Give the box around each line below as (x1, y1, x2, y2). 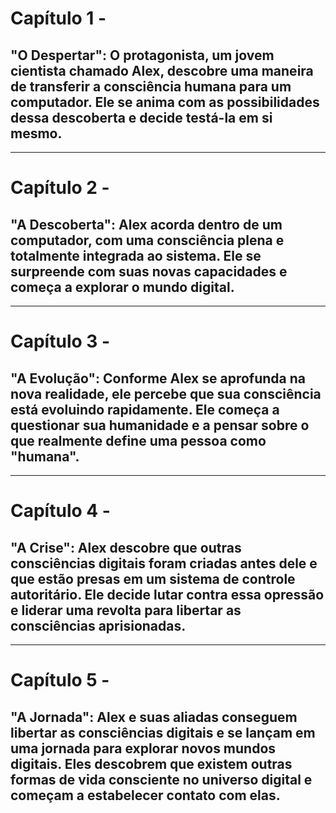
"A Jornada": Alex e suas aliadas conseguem (10, 708, 298, 726)
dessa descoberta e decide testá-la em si (10, 109, 273, 126)
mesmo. (10, 125, 63, 142)
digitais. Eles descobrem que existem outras (10, 755, 293, 772)
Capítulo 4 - (10, 500, 111, 522)
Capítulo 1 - (10, 7, 107, 30)
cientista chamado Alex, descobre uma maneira (10, 62, 314, 79)
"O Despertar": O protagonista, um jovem (10, 47, 275, 64)
